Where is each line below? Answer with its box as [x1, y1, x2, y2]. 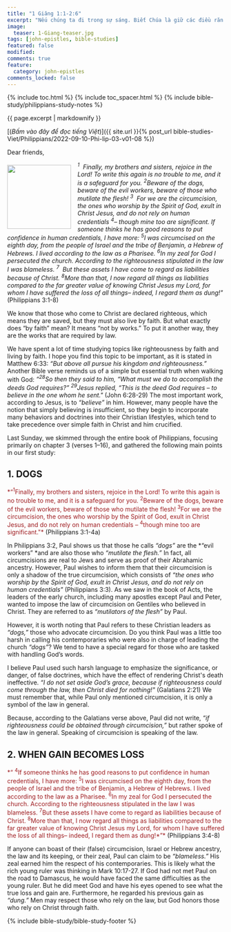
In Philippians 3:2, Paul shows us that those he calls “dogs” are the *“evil [7, 541, 214, 550]
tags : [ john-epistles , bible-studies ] [7, 36, 119, 43]
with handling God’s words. [7, 651, 85, 659]
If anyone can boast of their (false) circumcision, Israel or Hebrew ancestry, [7, 845, 222, 853]
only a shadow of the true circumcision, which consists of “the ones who [7, 571, 214, 579]
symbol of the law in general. [7, 700, 90, 709]
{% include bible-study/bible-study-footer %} [7, 917, 137, 925]
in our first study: [7, 448, 57, 456]
